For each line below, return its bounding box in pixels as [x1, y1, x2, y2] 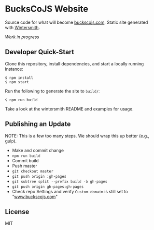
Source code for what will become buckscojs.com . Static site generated [5, 19, 148, 25]
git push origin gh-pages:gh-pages [12, 184, 84, 189]
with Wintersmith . [5, 24, 40, 30]
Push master [12, 163, 38, 169]
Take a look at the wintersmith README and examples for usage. [5, 106, 134, 112]
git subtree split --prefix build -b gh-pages [12, 179, 108, 184]
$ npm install [5, 75, 34, 80]
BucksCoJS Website [5, 3, 88, 15]
